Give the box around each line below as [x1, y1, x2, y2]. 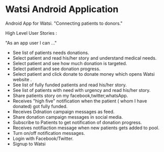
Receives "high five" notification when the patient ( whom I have [12, 97, 147, 104]
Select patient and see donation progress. [12, 66, 101, 72]
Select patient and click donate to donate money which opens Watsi [12, 71, 155, 77]
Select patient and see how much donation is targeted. [12, 60, 127, 66]
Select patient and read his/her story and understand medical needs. [12, 55, 157, 61]
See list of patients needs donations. [12, 49, 89, 56]
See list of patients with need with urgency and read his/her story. [12, 87, 151, 93]
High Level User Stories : [5, 30, 57, 36]
